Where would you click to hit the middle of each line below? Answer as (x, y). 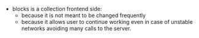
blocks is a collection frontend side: (57, 9)
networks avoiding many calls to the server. (76, 28)
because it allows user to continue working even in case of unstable (107, 22)
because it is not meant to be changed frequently (83, 15)
